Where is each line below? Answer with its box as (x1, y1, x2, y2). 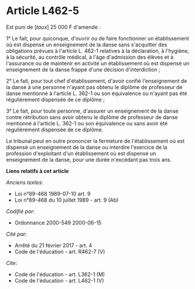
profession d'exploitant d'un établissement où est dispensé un (6, 149, 156, 157)
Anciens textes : (6, 179, 44, 186)
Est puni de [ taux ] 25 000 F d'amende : (6, 23, 101, 30)
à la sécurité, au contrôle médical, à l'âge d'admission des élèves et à (6, 53, 174, 60)
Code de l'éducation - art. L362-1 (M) (14, 271, 105, 278)
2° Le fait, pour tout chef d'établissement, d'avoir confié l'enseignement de (6, 77, 187, 84)
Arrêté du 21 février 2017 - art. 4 (14, 242, 93, 249)
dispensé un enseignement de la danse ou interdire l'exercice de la (6, 144, 168, 151)
